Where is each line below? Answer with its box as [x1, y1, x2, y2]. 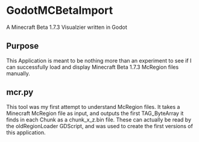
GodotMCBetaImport [6, 4, 113, 17]
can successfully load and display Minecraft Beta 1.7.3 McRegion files [6, 63, 179, 70]
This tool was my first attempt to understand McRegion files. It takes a [6, 103, 180, 110]
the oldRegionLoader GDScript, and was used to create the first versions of [6, 122, 193, 129]
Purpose [6, 41, 39, 51]
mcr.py [6, 87, 34, 97]
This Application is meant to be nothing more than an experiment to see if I [6, 57, 192, 64]
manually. [6, 70, 30, 77]
